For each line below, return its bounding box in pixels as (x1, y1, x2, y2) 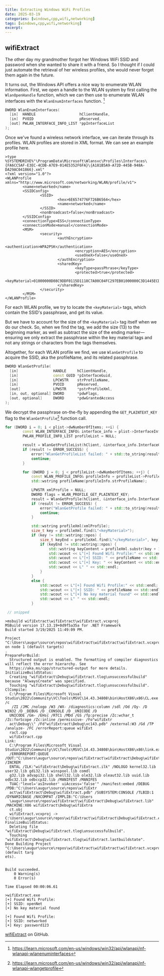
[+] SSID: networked (5, 918, 47, 923)
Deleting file (9, 824, 38, 829)
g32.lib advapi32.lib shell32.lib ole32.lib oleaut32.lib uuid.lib (9, 773, 150, 778)
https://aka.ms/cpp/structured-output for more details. (9, 666, 128, 671)
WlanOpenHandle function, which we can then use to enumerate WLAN (5, 92, 144, 98)
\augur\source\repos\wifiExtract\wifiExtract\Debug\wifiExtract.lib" (9, 798, 154, 803)
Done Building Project (5, 841, 51, 846)
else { (31, 578, 45, 583)
